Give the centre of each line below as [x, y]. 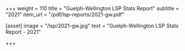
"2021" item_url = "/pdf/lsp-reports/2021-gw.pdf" [65, 14]
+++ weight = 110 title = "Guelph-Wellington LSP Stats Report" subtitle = [92, 8]
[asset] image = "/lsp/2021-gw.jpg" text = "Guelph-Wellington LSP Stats [92, 26]
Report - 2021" [23, 32]
